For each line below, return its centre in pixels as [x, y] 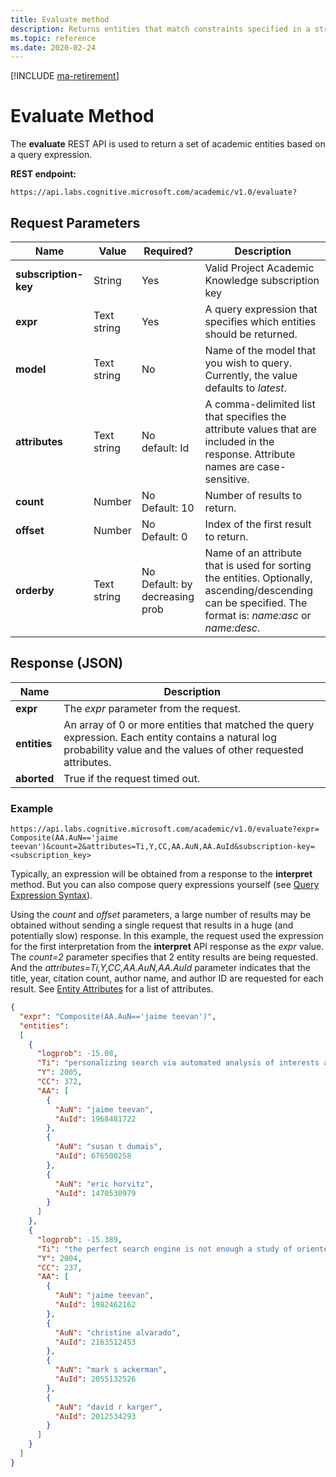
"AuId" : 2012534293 [95, 1416]
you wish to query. [248, 363]
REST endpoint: [43, 174]
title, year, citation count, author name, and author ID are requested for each [167, 978]
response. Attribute [250, 454]
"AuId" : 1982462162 [95, 1305]
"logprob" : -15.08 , [77, 1054]
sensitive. [227, 479]
